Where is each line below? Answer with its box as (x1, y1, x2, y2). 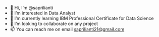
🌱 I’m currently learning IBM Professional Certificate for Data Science (10, 15, 154, 21)
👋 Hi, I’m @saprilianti (10, 5, 54, 10)
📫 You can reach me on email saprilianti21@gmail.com (10, 26, 125, 32)
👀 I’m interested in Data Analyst (10, 10, 76, 16)
